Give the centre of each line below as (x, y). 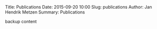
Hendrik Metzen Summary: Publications (45, 12)
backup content (21, 22)
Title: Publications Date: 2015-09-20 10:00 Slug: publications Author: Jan (79, 7)
